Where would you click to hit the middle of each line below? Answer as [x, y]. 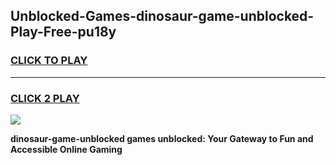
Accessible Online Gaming [66, 149]
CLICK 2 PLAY [45, 98]
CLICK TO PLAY [49, 61]
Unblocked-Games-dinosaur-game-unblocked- [162, 16]
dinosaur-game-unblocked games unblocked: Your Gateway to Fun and [162, 138]
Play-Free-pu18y [63, 32]
